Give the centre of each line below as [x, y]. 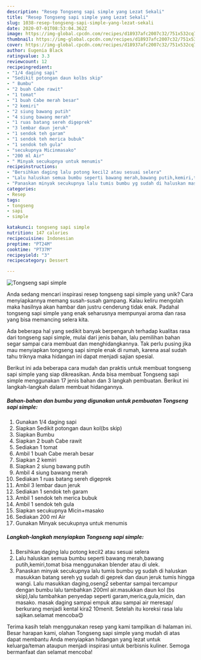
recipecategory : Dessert [38, 261]
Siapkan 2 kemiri [36, 460]
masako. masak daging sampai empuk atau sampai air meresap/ [94, 603]
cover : [15, 45]
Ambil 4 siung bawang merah [52, 473]
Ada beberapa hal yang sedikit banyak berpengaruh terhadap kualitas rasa [98, 331]
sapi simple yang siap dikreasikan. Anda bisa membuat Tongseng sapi [93, 374]
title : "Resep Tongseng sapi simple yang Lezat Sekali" [78, 17]
